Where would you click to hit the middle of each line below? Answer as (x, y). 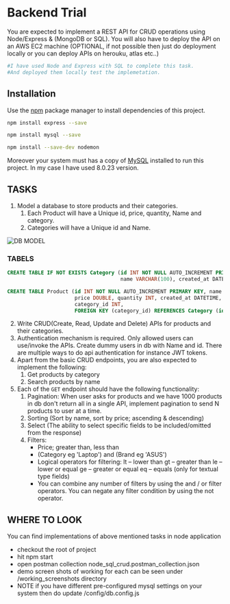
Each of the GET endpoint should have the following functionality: (108, 389)
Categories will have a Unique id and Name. (89, 227)
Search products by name (64, 382)
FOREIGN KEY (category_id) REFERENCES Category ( (146, 311)
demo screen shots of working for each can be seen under (100, 571)
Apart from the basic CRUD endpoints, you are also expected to (107, 360)
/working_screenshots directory (62, 579)
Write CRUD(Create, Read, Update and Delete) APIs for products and (114, 324)
